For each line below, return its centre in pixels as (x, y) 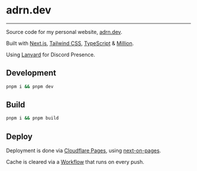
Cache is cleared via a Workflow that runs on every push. (75, 162)
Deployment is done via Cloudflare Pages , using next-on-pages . (84, 151)
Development (31, 73)
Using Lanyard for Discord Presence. (51, 54)
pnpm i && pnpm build (33, 118)
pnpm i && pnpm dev (30, 86)
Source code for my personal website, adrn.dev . (64, 32)
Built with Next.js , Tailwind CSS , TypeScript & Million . (70, 43)
